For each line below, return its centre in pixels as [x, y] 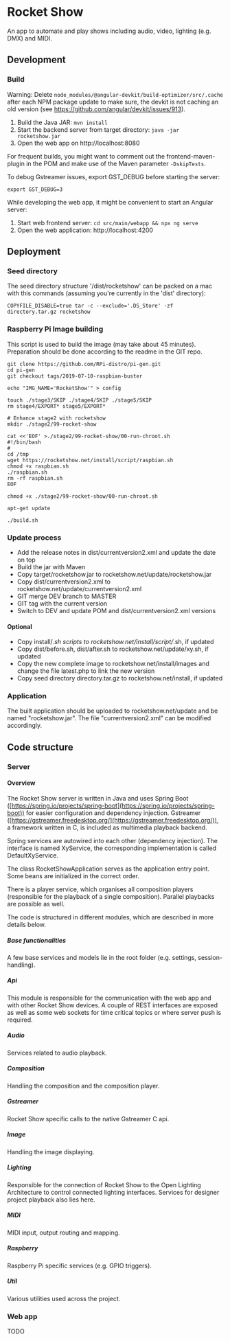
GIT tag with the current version [62, 603]
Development [37, 60]
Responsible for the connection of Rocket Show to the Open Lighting [104, 1184]
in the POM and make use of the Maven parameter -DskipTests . [116, 163]
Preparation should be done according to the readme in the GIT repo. [105, 352]
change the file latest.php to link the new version [86, 671]
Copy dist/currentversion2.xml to [64, 582]
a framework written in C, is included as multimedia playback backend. [107, 827]
